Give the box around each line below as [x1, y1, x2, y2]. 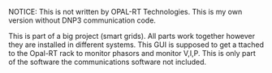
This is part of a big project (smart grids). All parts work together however [8, 32, 256, 41]
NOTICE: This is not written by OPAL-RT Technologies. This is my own [8, 7, 243, 16]
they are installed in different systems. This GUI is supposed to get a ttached [8, 40, 265, 49]
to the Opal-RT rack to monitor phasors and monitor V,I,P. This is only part [8, 49, 256, 58]
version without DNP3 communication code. [8, 15, 157, 25]
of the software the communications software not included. [8, 57, 207, 67]
